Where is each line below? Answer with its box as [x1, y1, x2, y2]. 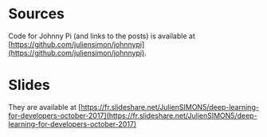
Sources [8, 5, 65, 23]
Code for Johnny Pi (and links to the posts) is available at [8, 31, 195, 41]
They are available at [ [8, 102, 81, 112]
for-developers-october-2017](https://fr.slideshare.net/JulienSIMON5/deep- [8, 111, 257, 120]
